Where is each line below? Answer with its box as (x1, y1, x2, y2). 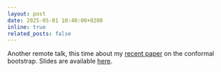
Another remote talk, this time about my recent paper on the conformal (7, 49, 215, 58)
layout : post (7, 10, 46, 18)
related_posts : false (7, 30, 72, 37)
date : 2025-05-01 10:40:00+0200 (7, 17, 103, 24)
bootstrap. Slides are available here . (7, 57, 112, 66)
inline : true (7, 23, 46, 30)
